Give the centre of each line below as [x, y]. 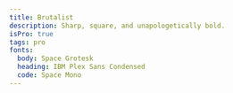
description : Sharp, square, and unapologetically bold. [117, 26]
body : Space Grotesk [55, 58]
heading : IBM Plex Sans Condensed [81, 67]
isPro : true [31, 34]
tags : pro [28, 42]
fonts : [21, 50]
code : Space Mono [50, 75]
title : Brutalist [42, 17]
